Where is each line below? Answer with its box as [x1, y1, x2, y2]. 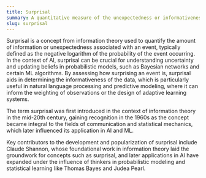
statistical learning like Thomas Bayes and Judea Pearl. [6, 165, 146, 172]
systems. [6, 95, 29, 103]
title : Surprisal [6, 9, 51, 15]
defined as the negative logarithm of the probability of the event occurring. [6, 50, 196, 57]
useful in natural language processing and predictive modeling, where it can [6, 83, 198, 90]
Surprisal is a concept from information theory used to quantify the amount [6, 37, 196, 45]
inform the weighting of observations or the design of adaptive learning [6, 89, 187, 97]
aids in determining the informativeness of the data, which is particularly [6, 76, 189, 83]
